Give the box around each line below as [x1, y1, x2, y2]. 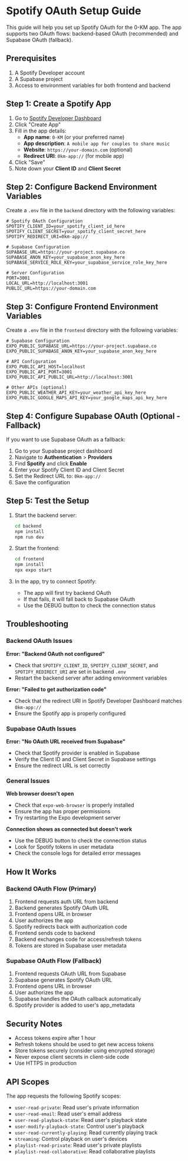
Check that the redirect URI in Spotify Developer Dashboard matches [14, 697, 182, 704]
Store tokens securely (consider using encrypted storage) [14, 1047, 155, 1054]
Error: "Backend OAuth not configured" [6, 650, 105, 657]
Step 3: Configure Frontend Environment [6, 302, 159, 312]
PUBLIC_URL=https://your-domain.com [6, 286, 96, 292]
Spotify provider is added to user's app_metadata [14, 1001, 136, 1009]
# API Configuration [6, 359, 57, 365]
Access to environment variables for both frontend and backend [14, 82, 171, 89]
